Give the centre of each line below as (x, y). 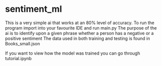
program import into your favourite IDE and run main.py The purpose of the (81, 28)
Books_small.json (23, 43)
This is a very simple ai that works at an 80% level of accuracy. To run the (80, 23)
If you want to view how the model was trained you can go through (73, 53)
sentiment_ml (34, 9)
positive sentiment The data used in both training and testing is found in (78, 38)
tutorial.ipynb (18, 58)
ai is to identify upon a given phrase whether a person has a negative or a (79, 33)
